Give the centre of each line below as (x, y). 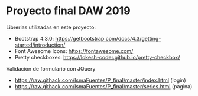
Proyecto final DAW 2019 (69, 11)
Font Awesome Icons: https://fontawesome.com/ (74, 51)
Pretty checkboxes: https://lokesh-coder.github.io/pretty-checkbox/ (97, 57)
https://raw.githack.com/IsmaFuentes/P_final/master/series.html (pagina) (103, 86)
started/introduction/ (40, 45)
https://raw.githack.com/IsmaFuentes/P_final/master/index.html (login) (100, 80)
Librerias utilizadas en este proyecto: (51, 27)
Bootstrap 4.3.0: (34, 38)
